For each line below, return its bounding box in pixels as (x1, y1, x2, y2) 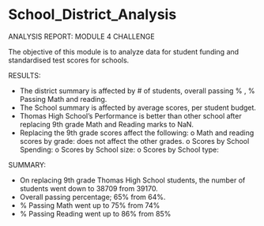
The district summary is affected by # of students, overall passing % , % (19, 85, 255, 96)
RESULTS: (8, 70, 41, 80)
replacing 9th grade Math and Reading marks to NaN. (19, 119, 194, 129)
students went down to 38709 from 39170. (19, 183, 158, 193)
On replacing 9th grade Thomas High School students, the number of (19, 175, 246, 185)
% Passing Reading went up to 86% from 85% (19, 209, 172, 218)
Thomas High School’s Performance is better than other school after (19, 111, 243, 120)
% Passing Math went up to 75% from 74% (19, 200, 160, 210)
